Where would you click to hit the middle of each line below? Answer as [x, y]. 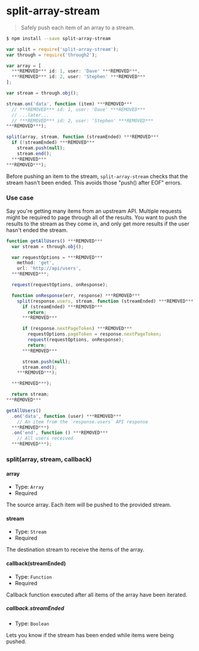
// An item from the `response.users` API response [82, 422]
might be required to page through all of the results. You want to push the [97, 217]
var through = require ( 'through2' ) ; [52, 55]
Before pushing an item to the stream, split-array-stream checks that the [97, 176]
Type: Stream [30, 532]
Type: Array [29, 487]
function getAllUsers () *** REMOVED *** [54, 241]
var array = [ [24, 66]
